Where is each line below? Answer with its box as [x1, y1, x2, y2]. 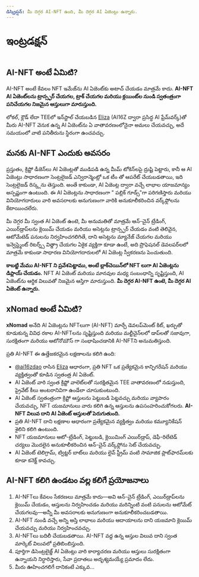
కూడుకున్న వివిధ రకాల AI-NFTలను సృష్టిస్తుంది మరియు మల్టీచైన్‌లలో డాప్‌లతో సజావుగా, [6, 329, 191, 336]
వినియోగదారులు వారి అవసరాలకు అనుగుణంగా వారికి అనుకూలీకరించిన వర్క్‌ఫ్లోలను [6, 197, 180, 204]
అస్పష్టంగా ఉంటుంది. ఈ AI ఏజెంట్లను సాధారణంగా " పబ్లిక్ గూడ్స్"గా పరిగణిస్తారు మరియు [6, 189, 191, 196]
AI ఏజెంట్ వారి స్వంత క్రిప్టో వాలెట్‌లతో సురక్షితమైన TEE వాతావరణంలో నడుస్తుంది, [14, 379, 185, 386]
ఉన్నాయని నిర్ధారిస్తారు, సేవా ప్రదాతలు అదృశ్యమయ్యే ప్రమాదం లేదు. [14, 555, 154, 562]
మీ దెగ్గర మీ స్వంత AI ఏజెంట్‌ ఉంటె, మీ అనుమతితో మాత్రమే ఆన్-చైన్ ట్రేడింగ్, [6, 217, 166, 225]
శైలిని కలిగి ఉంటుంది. [14, 425, 59, 433]
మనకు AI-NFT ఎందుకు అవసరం [6, 148, 110, 158]
